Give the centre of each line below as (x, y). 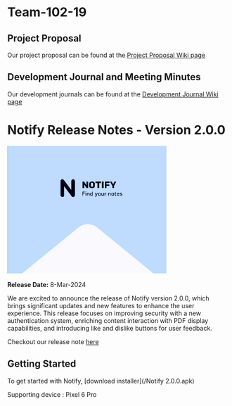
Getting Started (42, 364)
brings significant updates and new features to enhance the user (101, 305)
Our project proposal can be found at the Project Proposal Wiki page (107, 55)
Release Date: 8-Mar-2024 (47, 284)
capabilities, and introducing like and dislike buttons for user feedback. (110, 328)
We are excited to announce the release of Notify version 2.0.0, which (108, 298)
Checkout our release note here (53, 341)
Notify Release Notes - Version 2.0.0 (117, 130)
